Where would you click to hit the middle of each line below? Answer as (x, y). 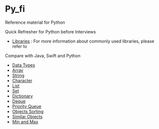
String (18, 75)
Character (22, 81)
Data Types (24, 65)
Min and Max (25, 122)
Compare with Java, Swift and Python (43, 56)
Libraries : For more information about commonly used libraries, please (83, 41)
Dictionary (22, 96)
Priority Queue (26, 106)
